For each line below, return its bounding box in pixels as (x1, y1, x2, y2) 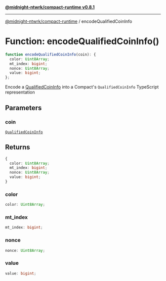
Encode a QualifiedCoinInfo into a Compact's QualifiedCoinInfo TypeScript (5, 84, 159, 90)
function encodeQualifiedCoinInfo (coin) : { (5, 52, 96, 57)
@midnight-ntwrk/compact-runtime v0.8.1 (5, 4, 95, 10)
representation (5, 89, 35, 95)
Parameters (5, 103, 42, 112)
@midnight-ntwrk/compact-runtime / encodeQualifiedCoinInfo (5, 18, 132, 24)
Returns (5, 143, 31, 151)
